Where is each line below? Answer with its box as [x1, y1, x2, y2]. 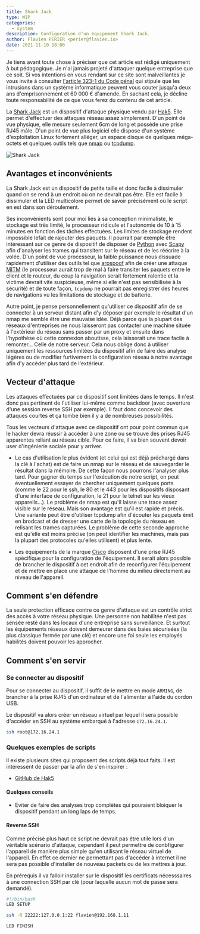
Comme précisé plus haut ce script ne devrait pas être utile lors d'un [6, 835, 174, 842]
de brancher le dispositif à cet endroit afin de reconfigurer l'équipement [14, 560, 191, 568]
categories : [6, 20, 36, 26]
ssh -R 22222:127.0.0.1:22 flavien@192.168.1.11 [6, 913, 129, 918]
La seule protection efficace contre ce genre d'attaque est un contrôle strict [6, 606, 192, 614]
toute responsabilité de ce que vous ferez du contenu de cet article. [6, 96, 173, 103]
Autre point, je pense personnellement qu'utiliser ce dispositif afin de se [6, 303, 183, 310]
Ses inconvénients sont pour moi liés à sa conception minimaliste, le [6, 215, 174, 222]
